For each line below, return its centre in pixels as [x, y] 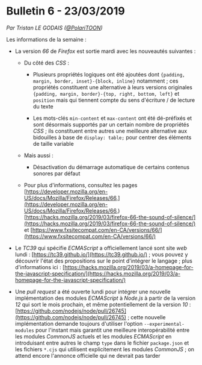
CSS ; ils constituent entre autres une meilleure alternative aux [110, 131]
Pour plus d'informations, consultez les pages [81, 185]
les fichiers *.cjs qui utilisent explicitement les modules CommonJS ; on [104, 349]
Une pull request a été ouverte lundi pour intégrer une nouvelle [93, 292]
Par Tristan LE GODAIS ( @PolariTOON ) [55, 28]
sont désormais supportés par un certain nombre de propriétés [111, 124]
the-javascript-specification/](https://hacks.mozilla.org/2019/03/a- [98, 273]
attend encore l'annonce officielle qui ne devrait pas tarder [87, 355]
